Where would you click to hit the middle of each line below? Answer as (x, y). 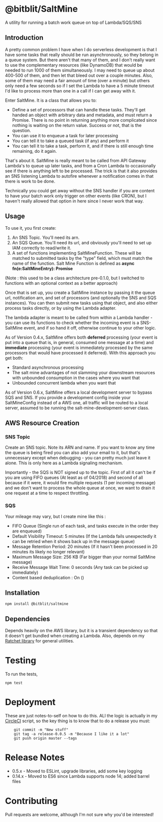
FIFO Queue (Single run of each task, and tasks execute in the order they (85, 526)
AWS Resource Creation (42, 423)
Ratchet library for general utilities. (40, 641)
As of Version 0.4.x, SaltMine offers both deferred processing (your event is (81, 337)
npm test (14, 683)
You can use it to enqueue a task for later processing (65, 135)
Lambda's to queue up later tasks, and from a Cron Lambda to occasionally (80, 165)
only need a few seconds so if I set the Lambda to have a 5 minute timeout (80, 86)
